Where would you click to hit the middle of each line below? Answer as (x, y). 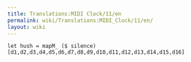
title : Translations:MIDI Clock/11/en (64, 14)
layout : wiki (27, 27)
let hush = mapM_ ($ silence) (52, 46)
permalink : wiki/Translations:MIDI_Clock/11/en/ (80, 20)
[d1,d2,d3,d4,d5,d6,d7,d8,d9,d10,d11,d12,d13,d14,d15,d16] (96, 52)
